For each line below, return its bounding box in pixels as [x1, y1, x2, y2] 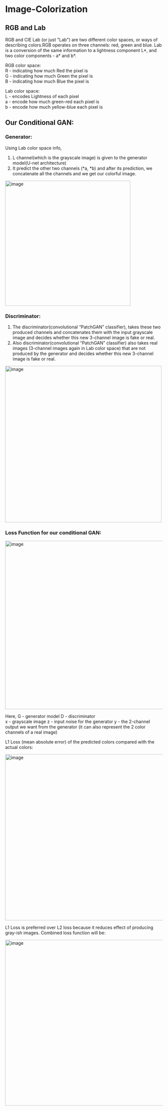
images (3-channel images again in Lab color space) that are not [12, 345, 146, 351]
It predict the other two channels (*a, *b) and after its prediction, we [12, 165, 152, 171]
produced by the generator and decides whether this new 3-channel [12, 350, 154, 356]
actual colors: [5, 745, 33, 751]
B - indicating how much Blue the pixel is [5, 79, 89, 84]
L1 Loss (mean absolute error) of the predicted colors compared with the [5, 739, 155, 745]
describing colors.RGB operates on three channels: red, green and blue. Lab [5, 42, 162, 48]
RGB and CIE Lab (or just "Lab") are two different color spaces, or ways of [5, 37, 158, 43]
